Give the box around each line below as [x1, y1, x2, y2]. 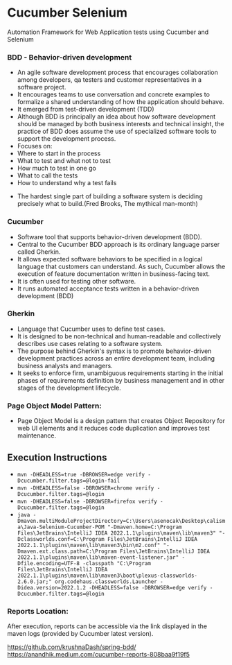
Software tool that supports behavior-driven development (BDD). [17, 232, 202, 241]
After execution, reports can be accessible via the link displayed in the [7, 622, 208, 630]
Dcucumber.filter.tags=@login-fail [17, 477, 121, 484]
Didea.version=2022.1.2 [17, 584, 87, 591]
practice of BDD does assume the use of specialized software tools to [17, 127, 217, 136]
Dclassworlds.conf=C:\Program [17, 535, 105, 542]
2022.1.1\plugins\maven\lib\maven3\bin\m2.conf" [17, 542, 161, 549]
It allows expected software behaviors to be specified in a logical [17, 254, 203, 263]
